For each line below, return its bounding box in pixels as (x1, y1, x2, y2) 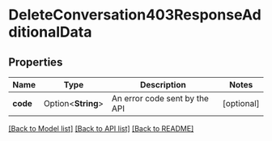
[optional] (222, 98, 260, 109)
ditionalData (8, 23, 92, 41)
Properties (8, 55, 63, 69)
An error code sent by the (111, 93, 209, 104)
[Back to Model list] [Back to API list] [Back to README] (8, 124, 194, 133)
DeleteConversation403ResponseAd (8, 6, 261, 24)
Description (140, 79, 186, 90)
